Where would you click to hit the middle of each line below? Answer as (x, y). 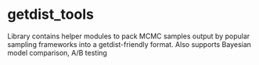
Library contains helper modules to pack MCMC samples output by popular (129, 36)
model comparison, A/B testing (57, 52)
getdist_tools (51, 14)
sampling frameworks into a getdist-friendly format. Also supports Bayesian (129, 44)
